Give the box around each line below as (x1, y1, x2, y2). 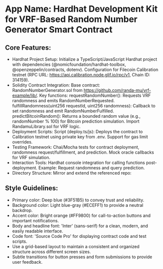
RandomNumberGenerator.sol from (12, 88, 83, 93)
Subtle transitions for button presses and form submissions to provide (12, 254, 152, 260)
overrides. (12, 139, 33, 144)
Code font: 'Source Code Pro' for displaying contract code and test (12, 233, 147, 239)
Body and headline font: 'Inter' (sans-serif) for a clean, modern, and (12, 223, 148, 229)
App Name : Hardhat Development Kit (5, 3, 158, 15)
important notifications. (12, 217, 59, 223)
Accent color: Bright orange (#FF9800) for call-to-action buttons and (12, 213, 151, 218)
